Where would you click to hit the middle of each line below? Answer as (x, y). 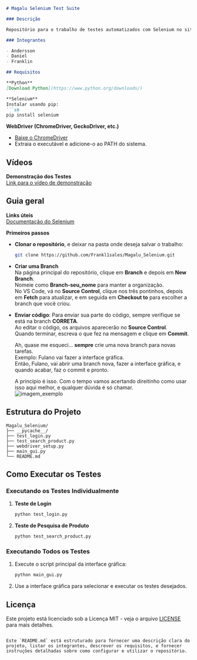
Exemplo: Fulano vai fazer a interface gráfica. (69, 357)
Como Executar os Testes (54, 474)
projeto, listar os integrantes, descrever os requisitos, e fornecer (94, 646)
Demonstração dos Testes (39, 176)
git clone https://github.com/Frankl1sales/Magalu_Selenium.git (95, 255)
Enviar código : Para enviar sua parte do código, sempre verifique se (97, 315)
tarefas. (24, 351)
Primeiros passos (28, 233)
